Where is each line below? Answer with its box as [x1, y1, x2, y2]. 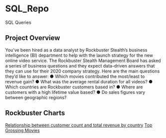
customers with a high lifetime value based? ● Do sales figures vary [5, 89, 146, 95]
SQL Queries [5, 19, 31, 25]
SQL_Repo [5, 3, 49, 14]
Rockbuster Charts [5, 109, 65, 117]
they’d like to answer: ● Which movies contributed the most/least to [5, 73, 145, 79]
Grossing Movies [5, 127, 40, 133]
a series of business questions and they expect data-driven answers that [5, 63, 155, 69]
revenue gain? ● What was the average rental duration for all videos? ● [5, 78, 153, 84]
